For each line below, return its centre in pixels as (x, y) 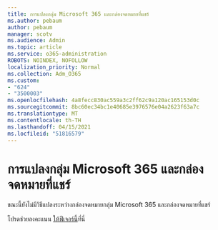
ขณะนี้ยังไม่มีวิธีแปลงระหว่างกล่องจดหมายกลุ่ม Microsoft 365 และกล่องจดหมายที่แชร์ (109, 205)
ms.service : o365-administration (57, 54)
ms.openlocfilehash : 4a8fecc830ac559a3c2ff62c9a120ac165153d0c (104, 101)
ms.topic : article (35, 47)
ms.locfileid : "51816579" (46, 134)
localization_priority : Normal (54, 67)
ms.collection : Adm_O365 (44, 74)
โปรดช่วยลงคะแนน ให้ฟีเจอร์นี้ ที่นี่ (46, 219)
